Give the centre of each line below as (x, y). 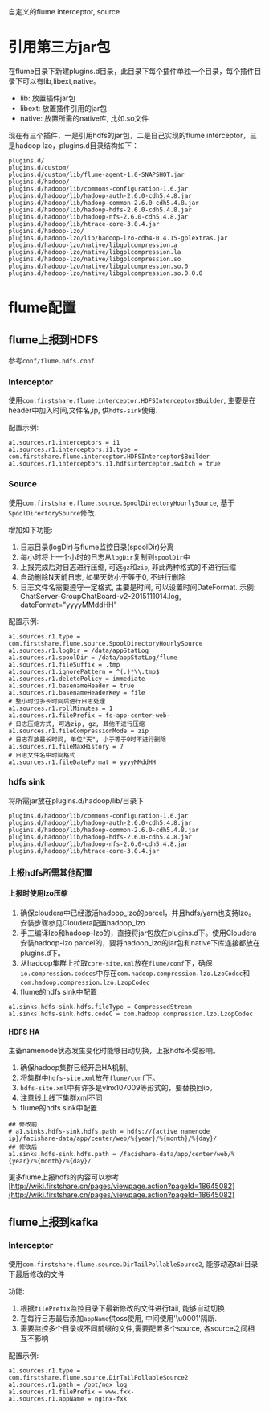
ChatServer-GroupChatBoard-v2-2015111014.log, (100, 596)
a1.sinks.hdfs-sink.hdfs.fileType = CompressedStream (100, 1007)
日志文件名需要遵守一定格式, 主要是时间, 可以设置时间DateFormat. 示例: (138, 587)
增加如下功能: (31, 530)
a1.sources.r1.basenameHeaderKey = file (77, 693)
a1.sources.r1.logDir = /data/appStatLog (79, 650)
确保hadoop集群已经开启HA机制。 (76, 1068)
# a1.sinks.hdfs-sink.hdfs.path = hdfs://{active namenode (109, 1132)
